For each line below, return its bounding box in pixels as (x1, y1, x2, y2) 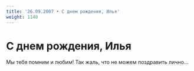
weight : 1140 (6, 14, 38, 20)
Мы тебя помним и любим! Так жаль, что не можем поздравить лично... (6, 59, 189, 66)
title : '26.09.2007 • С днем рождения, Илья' (6, 8, 120, 15)
